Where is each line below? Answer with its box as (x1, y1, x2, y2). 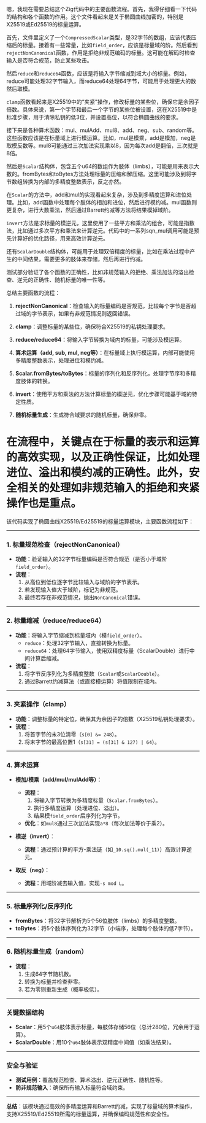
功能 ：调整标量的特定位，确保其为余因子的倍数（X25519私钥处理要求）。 (15, 715, 198, 722)
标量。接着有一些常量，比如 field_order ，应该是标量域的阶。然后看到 (22, 42, 198, 48)
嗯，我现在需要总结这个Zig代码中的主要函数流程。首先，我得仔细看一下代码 (6, 6, 197, 12)
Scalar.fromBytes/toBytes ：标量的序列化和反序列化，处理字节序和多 (15, 370, 191, 377)
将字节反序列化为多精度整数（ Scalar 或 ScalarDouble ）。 (24, 670, 163, 677)
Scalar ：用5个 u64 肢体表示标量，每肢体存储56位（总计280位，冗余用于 (15, 1024, 194, 1031)
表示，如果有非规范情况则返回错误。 (42, 310, 134, 317)
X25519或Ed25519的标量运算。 (6, 21, 85, 28)
